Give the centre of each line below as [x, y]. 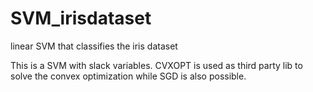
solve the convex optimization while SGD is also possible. [128, 76]
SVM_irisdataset [81, 18]
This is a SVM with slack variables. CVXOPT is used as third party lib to [156, 65]
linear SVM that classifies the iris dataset [94, 46]
